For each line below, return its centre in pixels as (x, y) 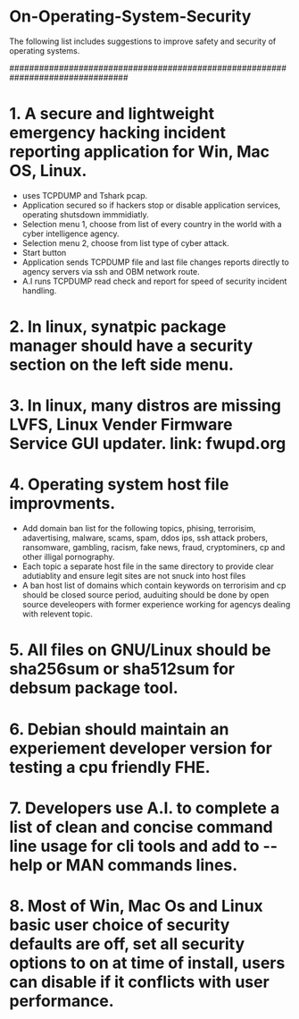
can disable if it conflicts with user (139, 982)
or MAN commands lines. (142, 865)
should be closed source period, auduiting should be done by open (145, 595)
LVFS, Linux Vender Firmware (121, 425)
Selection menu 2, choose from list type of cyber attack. (125, 242)
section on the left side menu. (122, 365)
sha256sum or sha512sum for (122, 669)
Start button (44, 252)
